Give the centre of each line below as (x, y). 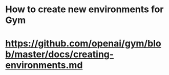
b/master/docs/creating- (60, 54)
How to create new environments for (84, 9)
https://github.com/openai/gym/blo (83, 44)
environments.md (44, 65)
